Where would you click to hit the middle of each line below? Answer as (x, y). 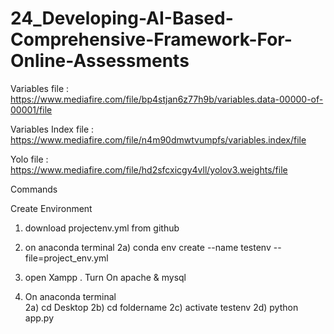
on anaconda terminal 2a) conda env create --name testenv (148, 247)
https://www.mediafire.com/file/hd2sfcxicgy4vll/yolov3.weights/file (149, 169)
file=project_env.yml (66, 258)
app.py (39, 318)
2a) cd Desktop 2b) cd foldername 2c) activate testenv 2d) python (161, 307)
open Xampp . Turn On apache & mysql (105, 277)
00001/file (31, 109)
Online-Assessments (100, 61)
